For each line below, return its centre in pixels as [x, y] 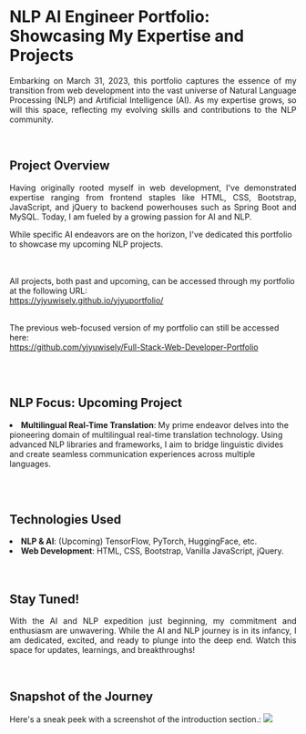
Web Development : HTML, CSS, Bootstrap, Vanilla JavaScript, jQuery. [153, 551]
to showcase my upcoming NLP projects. [87, 244]
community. [31, 119]
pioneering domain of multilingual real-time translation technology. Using [146, 434]
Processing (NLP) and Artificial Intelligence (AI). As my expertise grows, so [153, 100]
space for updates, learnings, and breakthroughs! [102, 650]
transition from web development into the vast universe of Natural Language [153, 90]
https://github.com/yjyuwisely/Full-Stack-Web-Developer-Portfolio [134, 347]
